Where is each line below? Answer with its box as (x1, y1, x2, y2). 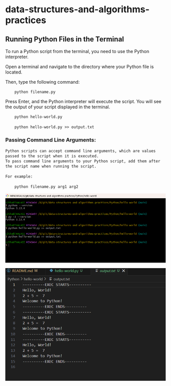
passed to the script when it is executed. (5, 154, 99, 159)
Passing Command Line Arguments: (5, 136, 96, 143)
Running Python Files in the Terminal (5, 35, 124, 43)
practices (5, 14, 47, 26)
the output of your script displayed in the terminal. (5, 104, 110, 110)
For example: (5, 174, 33, 179)
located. (5, 69, 22, 75)
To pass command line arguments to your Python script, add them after (5, 159, 160, 164)
